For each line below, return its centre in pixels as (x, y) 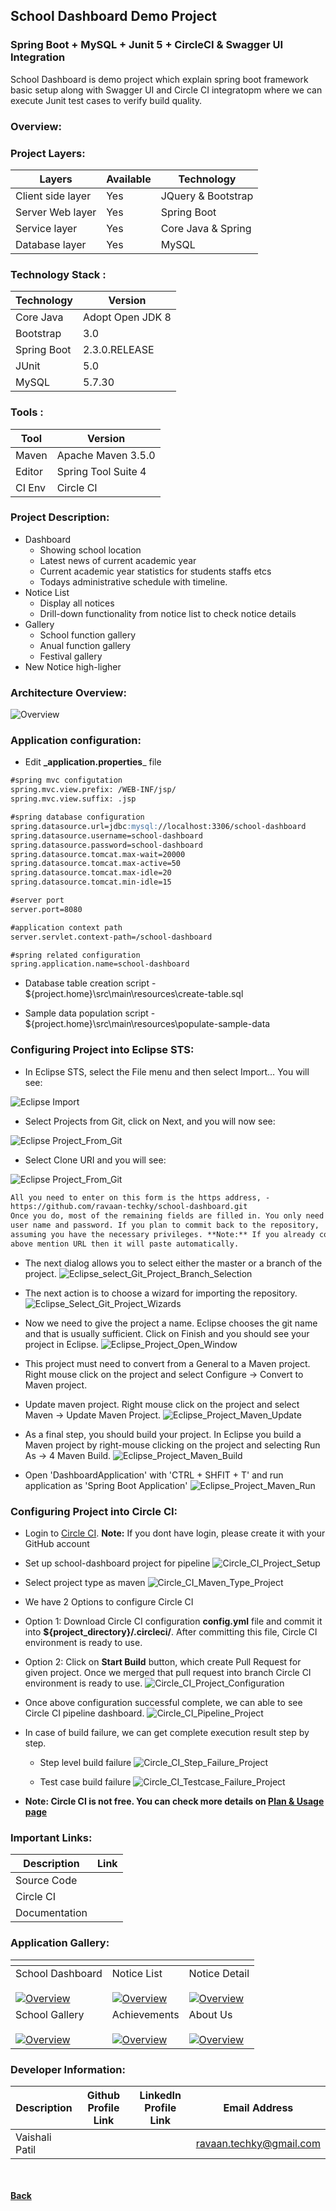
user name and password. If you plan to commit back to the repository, (165, 1225)
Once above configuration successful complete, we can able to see (163, 1703)
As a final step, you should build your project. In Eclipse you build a (163, 1434)
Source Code (46, 1881)
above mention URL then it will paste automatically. (125, 1244)
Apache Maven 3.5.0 (106, 455)
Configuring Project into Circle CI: (94, 1511)
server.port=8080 (46, 909)
